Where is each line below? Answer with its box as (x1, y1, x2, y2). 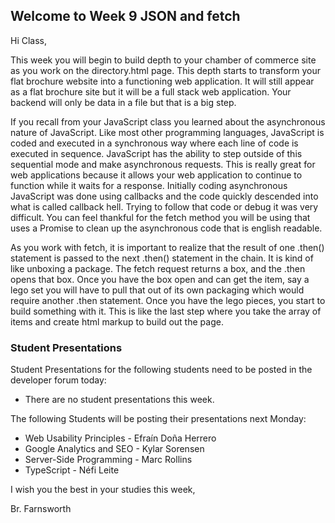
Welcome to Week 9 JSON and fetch (10, 8, 241, 25)
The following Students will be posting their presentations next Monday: (10, 413, 307, 425)
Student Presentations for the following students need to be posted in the (10, 364, 313, 376)
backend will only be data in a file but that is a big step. (10, 96, 237, 108)
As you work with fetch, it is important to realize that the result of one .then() (10, 241, 325, 253)
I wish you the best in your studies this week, (10, 484, 196, 496)
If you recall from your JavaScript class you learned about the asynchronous (10, 115, 326, 128)
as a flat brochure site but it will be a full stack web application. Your (10, 85, 292, 98)
